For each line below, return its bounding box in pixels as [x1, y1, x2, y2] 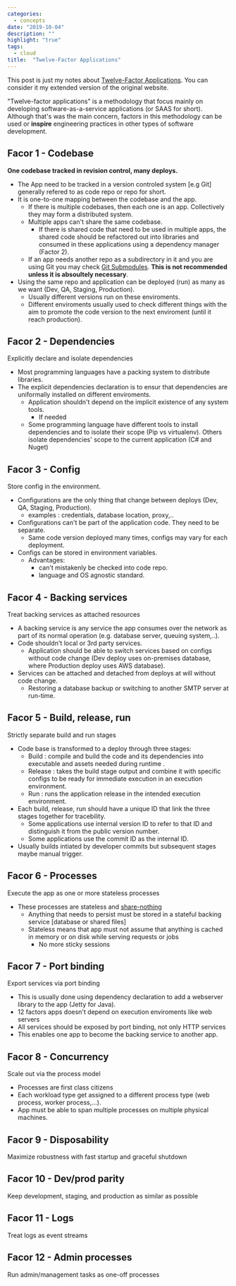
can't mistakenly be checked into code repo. [38, 563, 168, 572]
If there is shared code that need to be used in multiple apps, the [38, 225, 227, 233]
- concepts [13, 17, 46, 24]
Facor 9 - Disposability [7, 1133, 109, 1145]
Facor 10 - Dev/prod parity [7, 1173, 125, 1185]
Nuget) [27, 443, 49, 452]
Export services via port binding [7, 979, 100, 988]
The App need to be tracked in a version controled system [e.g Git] [17, 179, 212, 188]
